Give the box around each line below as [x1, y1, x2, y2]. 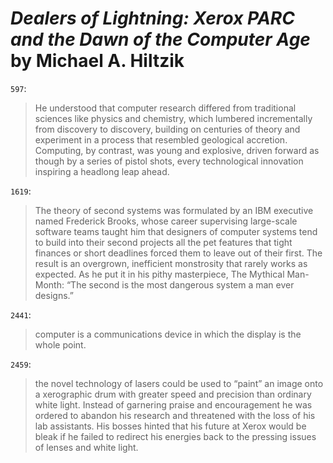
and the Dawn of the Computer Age [10, 28, 311, 51]
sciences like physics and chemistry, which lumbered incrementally [34, 112, 313, 124]
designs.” [34, 289, 74, 301]
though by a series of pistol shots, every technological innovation [34, 155, 304, 167]
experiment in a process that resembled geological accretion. [34, 133, 288, 146]
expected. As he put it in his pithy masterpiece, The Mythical [34, 268, 285, 280]
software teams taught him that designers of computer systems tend [34, 225, 318, 237]
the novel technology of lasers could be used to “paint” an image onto [34, 377, 324, 389]
